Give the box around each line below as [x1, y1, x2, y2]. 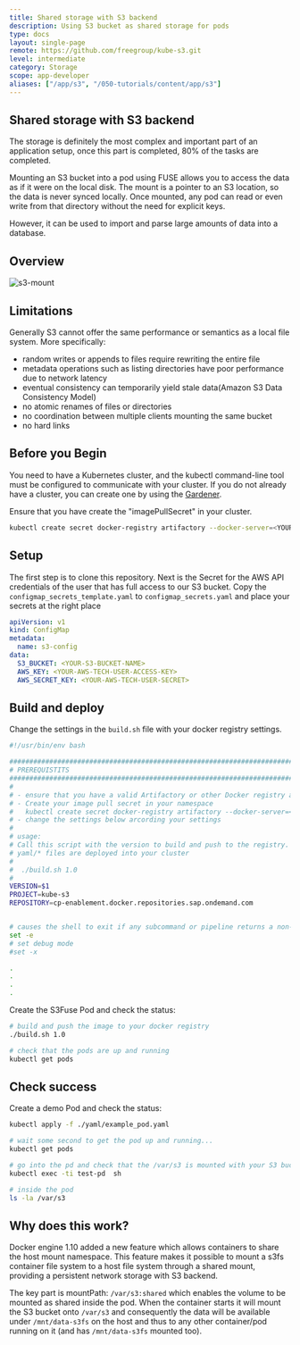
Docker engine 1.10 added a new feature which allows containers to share [9, 1242, 279, 1253]
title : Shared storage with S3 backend [9, 13, 158, 22]
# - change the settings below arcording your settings [9, 815, 221, 824]
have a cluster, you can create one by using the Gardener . [9, 489, 222, 499]
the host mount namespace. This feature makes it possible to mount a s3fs [9, 1251, 284, 1262]
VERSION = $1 [9, 881, 50, 891]
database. [9, 228, 46, 238]
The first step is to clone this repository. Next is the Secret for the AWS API [9, 572, 285, 582]
